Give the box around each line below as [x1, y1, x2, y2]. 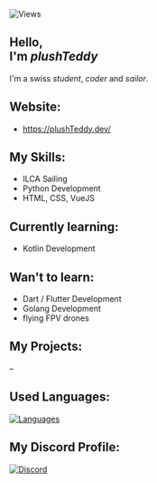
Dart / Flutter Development [22, 294, 122, 304]
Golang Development [22, 304, 102, 314]
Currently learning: [9, 218, 119, 235]
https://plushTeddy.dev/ [22, 123, 111, 134]
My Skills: [9, 150, 66, 165]
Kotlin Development [22, 243, 96, 254]
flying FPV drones [22, 313, 90, 324]
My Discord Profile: [9, 440, 120, 455]
